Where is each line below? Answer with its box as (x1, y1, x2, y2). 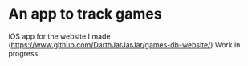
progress (8, 48, 39, 58)
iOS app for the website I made (8, 31, 111, 41)
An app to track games (8, 5, 162, 23)
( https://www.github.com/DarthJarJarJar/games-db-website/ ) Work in (8, 39, 241, 49)
